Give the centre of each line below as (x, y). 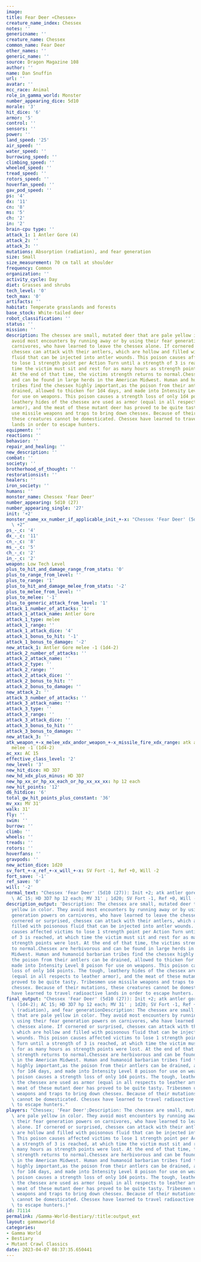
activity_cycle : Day (32, 280)
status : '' (20, 324)
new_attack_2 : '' (28, 692)
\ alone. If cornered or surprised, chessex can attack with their (98, 1127)
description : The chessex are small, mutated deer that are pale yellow (99, 335)
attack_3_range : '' (31, 714)
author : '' (20, 67)
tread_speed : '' (26, 174)
